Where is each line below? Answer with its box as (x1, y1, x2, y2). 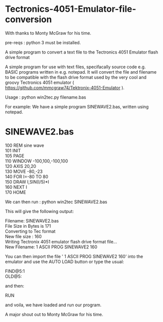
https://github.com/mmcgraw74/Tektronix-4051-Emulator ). (5, 84, 124, 90)
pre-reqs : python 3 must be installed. (5, 39, 81, 45)
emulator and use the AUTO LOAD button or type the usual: (5, 259, 124, 265)
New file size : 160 (5, 233, 42, 239)
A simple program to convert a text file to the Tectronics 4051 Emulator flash (5, 49, 159, 55)
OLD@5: (5, 273, 22, 279)
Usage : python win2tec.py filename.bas (5, 94, 86, 100)
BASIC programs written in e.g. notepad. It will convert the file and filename (5, 69, 157, 75)
